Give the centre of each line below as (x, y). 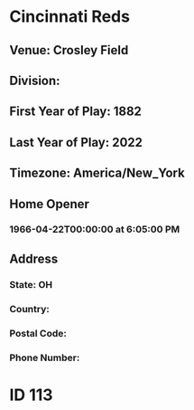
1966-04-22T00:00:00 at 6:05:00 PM (95, 230)
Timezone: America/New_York (97, 173)
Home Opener (50, 204)
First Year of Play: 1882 (76, 112)
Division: (35, 80)
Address (34, 258)
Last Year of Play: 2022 (76, 142)
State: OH (31, 284)
